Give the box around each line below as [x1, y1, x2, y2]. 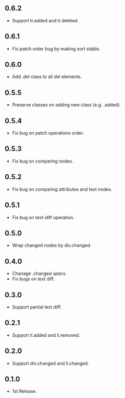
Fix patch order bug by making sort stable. [12, 46, 100, 52]
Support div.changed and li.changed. [12, 360, 89, 366]
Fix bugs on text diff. [12, 276, 55, 282]
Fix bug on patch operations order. [12, 130, 84, 136]
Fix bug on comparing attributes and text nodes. [12, 186, 112, 192]
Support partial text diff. [12, 304, 61, 310]
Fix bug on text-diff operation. [12, 214, 75, 220]
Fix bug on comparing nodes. [12, 158, 74, 164]
